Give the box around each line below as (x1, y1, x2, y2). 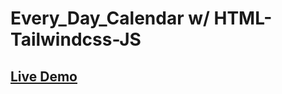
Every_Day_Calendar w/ (10, 7, 210, 30)
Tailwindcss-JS (10, 28, 142, 51)
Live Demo (10, 68, 78, 85)
